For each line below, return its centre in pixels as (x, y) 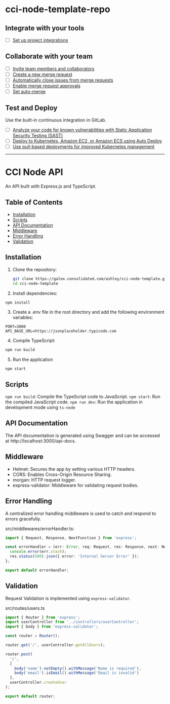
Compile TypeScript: (34, 341)
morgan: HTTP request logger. (44, 479)
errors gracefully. (23, 518)
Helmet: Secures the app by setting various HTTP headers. (74, 469)
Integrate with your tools (45, 28)
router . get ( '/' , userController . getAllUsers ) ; (55, 645)
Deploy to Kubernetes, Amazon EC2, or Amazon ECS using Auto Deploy (87, 141)
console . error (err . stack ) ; (38, 552)
